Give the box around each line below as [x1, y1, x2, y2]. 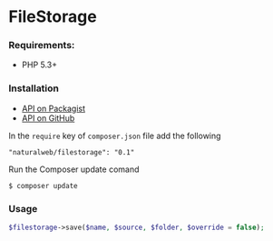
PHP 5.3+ [21, 59, 58, 70]
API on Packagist [21, 103, 85, 114]
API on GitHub [21, 112, 75, 124]
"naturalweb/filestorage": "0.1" [8, 147, 135, 156]
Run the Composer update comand [8, 164, 140, 175]
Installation [8, 82, 60, 95]
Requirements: [8, 39, 75, 52]
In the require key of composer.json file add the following [8, 130, 221, 141]
